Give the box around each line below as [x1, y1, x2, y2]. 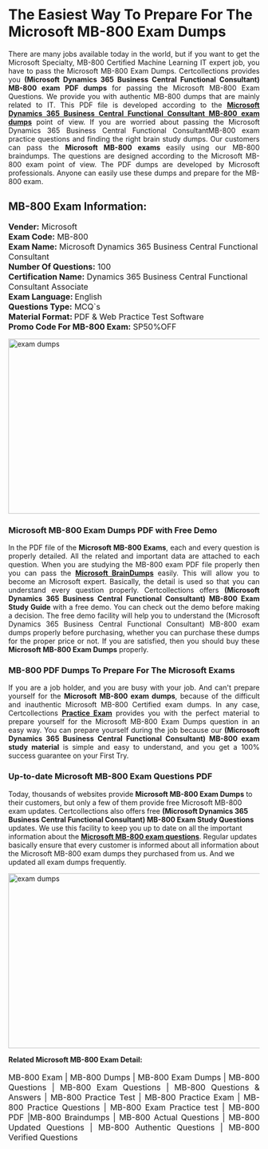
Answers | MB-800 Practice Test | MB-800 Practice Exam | [8, 1091, 241, 1103]
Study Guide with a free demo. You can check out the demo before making [8, 603, 261, 612]
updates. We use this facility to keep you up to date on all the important [8, 823, 242, 833]
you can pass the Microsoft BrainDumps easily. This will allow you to [8, 568, 260, 578]
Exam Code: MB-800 [8, 230, 89, 242]
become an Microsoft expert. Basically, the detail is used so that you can [8, 577, 260, 587]
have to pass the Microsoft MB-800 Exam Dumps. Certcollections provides [8, 66, 260, 75]
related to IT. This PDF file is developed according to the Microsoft [8, 100, 260, 110]
